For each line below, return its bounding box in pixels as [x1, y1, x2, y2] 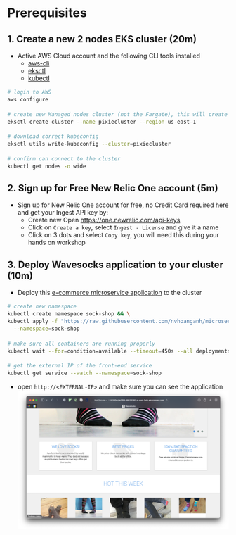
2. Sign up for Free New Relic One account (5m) [7, 182, 219, 194]
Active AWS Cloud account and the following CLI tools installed [17, 51, 201, 60]
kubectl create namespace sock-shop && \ [7, 310, 131, 317]
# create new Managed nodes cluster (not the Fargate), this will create [7, 111, 228, 118]
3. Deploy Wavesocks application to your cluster [7, 258, 223, 270]
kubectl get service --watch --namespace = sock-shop [7, 370, 162, 377]
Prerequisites [7, 5, 88, 21]
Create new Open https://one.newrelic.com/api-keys [27, 216, 181, 225]
